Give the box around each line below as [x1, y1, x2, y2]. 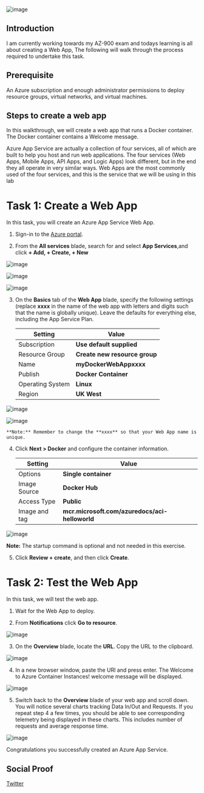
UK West [75, 390, 102, 399]
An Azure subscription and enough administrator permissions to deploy [6, 86, 185, 94]
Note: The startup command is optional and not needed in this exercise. [6, 542, 186, 550]
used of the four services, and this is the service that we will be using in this [6, 171, 196, 178]
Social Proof [6, 764, 53, 774]
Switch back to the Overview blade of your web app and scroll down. [15, 697, 189, 704]
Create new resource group [75, 350, 157, 359]
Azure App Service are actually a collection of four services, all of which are [6, 145, 196, 152]
